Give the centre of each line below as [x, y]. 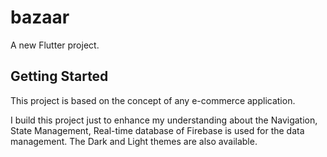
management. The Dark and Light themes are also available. [134, 141]
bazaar [40, 17]
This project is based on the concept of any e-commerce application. [153, 100]
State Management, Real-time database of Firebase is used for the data [157, 130]
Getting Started [59, 76]
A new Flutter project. [55, 45]
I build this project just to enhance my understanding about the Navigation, [164, 120]
